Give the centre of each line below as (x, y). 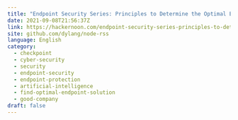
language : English (34, 40)
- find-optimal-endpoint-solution (64, 92)
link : (15, 27)
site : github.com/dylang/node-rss (58, 34)
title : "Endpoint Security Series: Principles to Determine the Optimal (117, 14)
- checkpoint (33, 54)
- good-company (36, 100)
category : (22, 47)
